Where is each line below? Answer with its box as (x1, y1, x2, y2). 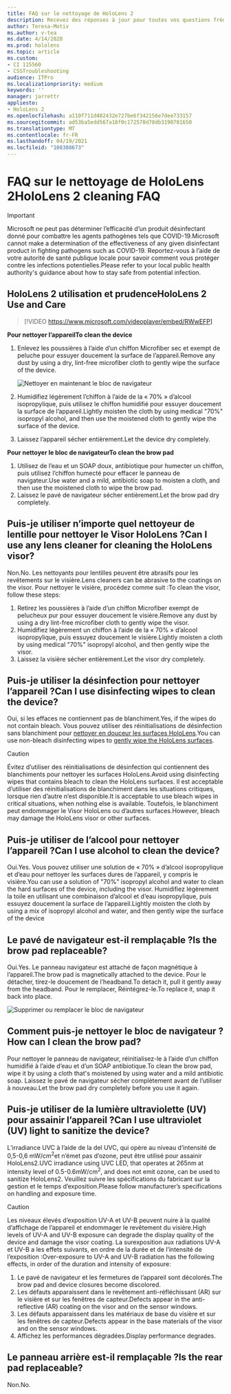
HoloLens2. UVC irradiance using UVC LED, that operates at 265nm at (7, 1159, 204, 1167)
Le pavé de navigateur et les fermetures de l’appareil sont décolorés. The (16, 1273, 223, 1281)
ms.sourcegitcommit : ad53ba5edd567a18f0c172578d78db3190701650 (7, 118, 192, 126)
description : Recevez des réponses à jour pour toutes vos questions (7, 16, 211, 23)
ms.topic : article (7, 49, 60, 56)
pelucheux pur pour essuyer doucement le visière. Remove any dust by (16, 611, 218, 619)
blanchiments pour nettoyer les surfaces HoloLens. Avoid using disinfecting (7, 771, 220, 779)
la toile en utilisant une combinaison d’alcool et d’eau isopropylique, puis (7, 892, 212, 900)
